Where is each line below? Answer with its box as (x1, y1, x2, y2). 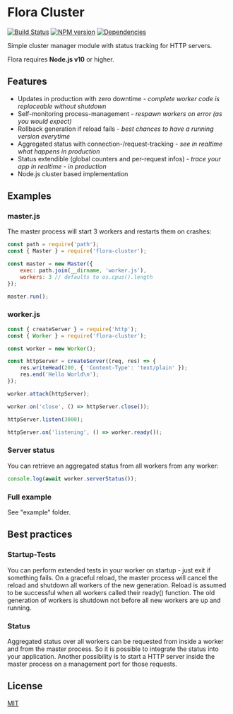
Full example (7, 492, 52, 502)
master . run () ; (7, 293, 49, 300)
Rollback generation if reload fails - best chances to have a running (17, 125, 214, 133)
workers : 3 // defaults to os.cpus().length (20, 273, 153, 280)
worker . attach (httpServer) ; (7, 390, 90, 397)
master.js (7, 212, 40, 221)
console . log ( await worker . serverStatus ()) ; (7, 475, 138, 482)
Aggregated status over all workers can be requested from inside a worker (7, 637, 224, 645)
